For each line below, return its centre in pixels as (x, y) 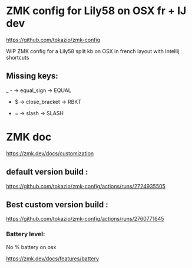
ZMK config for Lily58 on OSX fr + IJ (96, 11)
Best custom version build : (57, 205)
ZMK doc (29, 137)
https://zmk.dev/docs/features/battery (52, 259)
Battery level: (26, 234)
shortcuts (18, 57)
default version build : (47, 172)
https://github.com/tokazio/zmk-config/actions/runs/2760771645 (85, 219)
